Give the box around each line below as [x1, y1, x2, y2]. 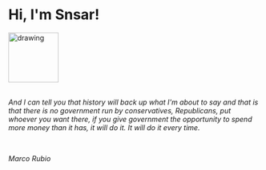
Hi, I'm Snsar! [8, 6, 100, 24]
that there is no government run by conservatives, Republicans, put [8, 105, 232, 115]
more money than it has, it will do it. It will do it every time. [8, 122, 200, 132]
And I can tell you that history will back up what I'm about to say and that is [8, 97, 259, 107]
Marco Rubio [8, 153, 51, 163]
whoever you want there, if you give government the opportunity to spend [8, 114, 252, 124]
